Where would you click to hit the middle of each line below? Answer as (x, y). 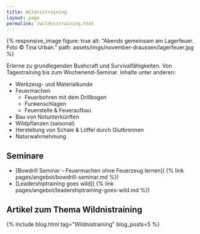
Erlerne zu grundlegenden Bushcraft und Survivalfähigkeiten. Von (89, 66)
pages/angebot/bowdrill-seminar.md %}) (67, 177)
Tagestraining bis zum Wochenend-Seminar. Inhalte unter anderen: (91, 72)
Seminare (25, 156)
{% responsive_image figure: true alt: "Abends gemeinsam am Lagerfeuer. (100, 41)
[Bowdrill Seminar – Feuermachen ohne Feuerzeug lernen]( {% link (99, 171)
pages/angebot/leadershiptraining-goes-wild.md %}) (83, 190)
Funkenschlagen (45, 104)
